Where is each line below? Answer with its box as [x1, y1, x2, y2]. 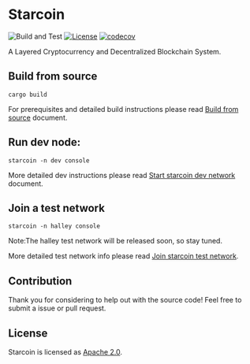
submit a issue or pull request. [8, 303, 106, 313]
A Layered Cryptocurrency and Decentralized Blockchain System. [8, 46, 222, 56]
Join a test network [8, 201, 105, 214]
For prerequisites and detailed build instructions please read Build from [8, 104, 239, 113]
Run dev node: [8, 136, 81, 149]
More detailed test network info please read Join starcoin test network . [8, 251, 239, 261]
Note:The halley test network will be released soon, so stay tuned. [8, 236, 223, 246]
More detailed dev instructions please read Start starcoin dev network [8, 170, 236, 180]
